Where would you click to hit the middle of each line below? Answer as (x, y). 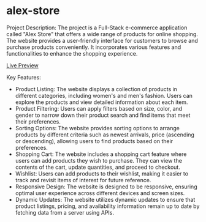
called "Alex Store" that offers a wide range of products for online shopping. (102, 34)
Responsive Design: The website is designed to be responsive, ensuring (106, 187)
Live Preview (22, 65)
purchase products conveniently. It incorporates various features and (94, 47)
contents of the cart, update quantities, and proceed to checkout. (98, 167)
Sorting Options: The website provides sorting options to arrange (97, 128)
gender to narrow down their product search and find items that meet (103, 115)
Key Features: (24, 77)
